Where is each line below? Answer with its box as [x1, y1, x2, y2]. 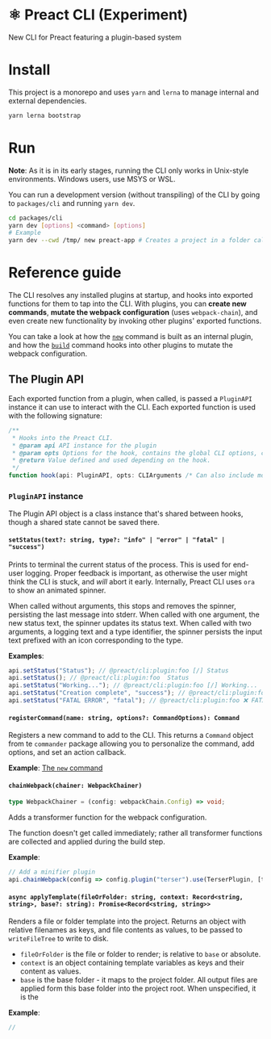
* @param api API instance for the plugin [11, 442, 157, 450]
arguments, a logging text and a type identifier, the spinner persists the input [8, 626, 263, 636]
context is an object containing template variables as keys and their [19, 958, 244, 968]
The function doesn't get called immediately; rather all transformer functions [8, 828, 263, 838]
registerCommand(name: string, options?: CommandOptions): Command [8, 714, 240, 722]
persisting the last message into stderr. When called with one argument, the [8, 610, 261, 619]
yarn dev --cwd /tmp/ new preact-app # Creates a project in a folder [8, 237, 251, 245]
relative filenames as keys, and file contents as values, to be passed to [8, 925, 244, 935]
